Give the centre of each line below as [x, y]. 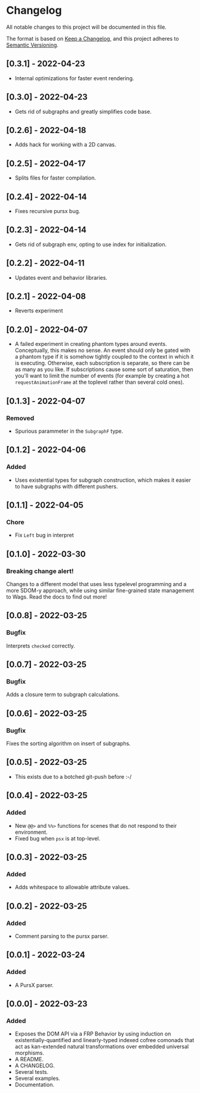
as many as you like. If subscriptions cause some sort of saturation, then [104, 369]
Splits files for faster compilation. [56, 178]
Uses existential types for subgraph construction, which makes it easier [103, 480]
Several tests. [32, 1072]
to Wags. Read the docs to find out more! [57, 597]
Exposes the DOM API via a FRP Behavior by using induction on [93, 1034]
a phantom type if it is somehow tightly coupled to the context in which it [104, 357]
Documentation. [35, 1085]
